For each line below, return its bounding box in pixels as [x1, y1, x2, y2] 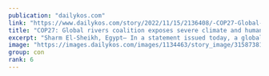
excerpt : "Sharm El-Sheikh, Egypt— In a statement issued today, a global [8, 33, 263, 42]
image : [8, 41, 30, 49]
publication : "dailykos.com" [8, 11, 106, 20]
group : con [8, 48, 45, 56]
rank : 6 [8, 56, 34, 64]
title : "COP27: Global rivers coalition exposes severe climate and [8, 26, 242, 34]
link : [8, 19, 26, 27]
